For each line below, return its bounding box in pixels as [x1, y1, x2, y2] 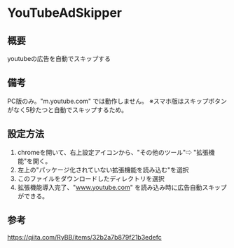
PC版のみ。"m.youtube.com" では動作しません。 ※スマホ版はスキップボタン [7, 97, 228, 105]
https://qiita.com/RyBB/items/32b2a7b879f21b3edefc [7, 233, 163, 242]
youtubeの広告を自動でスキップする [7, 55, 111, 62]
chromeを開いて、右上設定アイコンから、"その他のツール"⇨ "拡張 [17, 148, 209, 156]
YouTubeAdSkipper [7, 5, 123, 21]
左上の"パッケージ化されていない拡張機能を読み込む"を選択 [17, 165, 189, 174]
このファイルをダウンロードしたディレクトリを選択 [17, 174, 165, 183]
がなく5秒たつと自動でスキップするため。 [7, 105, 128, 113]
